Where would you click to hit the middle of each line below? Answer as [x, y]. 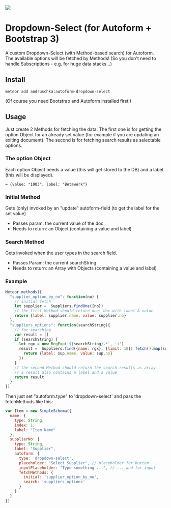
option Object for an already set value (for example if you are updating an [82, 134]
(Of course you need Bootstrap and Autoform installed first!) [68, 101]
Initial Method [23, 197]
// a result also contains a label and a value [66, 372]
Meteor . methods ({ [24, 292]
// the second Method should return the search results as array [85, 368]
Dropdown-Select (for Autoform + [78, 28]
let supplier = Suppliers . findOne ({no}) [59, 306]
